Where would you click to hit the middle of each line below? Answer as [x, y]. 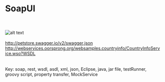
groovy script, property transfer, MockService [52, 74]
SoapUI [20, 9]
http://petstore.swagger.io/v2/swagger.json [49, 43]
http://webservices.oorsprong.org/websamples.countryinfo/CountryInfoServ [82, 48]
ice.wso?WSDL [20, 53]
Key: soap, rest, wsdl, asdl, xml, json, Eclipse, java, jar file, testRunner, [76, 69]
